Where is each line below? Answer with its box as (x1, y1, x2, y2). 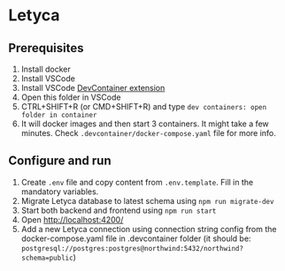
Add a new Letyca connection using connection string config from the (20, 223, 277, 234)
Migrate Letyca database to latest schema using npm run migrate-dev (20, 195, 274, 206)
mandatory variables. (20, 186, 99, 197)
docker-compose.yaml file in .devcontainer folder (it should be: (20, 233, 251, 244)
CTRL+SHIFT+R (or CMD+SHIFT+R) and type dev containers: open (20, 102, 267, 111)
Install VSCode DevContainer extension (20, 83, 166, 93)
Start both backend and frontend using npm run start (20, 205, 217, 215)
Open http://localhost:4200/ (20, 214, 124, 225)
